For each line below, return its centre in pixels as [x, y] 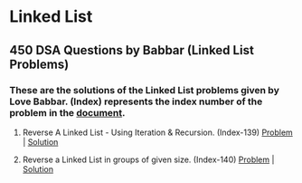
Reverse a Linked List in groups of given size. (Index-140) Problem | [148, 159]
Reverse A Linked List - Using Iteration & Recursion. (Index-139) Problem [158, 132]
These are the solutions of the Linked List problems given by [145, 90]
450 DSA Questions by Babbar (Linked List [132, 50]
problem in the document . [67, 112]
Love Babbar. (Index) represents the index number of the [136, 101]
